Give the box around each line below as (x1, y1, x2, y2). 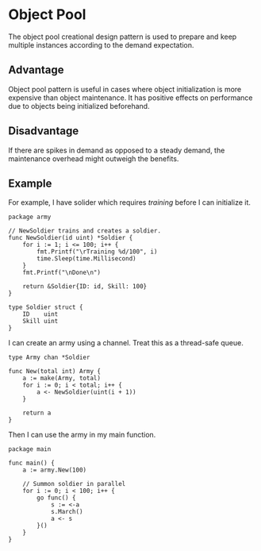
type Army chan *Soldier (8, 353, 90, 362)
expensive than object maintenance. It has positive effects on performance (8, 93, 253, 102)
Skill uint (22, 318, 59, 326)
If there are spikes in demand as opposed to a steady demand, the (8, 145, 225, 155)
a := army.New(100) (22, 466, 87, 474)
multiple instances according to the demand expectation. (8, 40, 194, 49)
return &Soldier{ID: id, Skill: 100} (22, 283, 148, 291)
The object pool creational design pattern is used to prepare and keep (8, 32, 237, 41)
